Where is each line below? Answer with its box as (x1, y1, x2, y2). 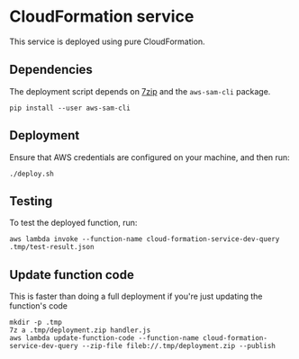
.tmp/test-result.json (9, 243, 95, 252)
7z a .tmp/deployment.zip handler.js (9, 326, 151, 335)
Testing (9, 193, 53, 209)
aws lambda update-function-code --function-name (9, 334, 200, 343)
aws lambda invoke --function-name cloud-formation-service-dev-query (9, 235, 280, 244)
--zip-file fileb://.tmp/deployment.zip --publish (81, 342, 276, 351)
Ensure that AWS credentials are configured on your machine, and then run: (9, 151, 290, 163)
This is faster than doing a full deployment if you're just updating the (9, 291, 263, 302)
